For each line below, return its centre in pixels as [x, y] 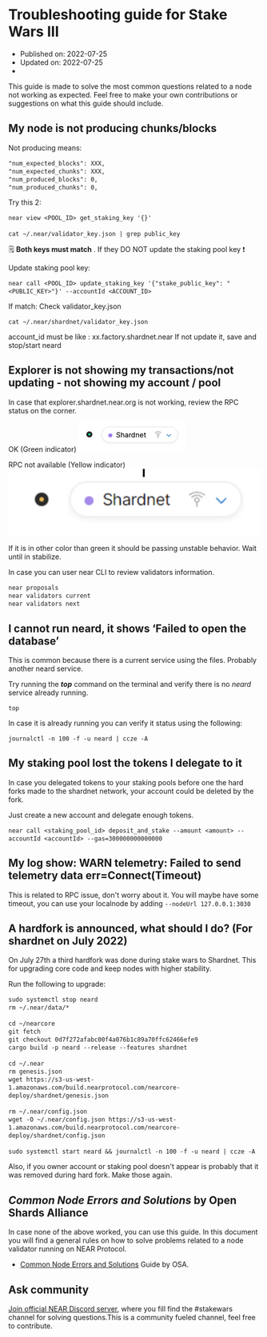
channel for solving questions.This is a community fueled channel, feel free [132, 1318]
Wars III [34, 32]
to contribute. [31, 1326]
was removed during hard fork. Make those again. [90, 1175]
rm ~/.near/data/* [39, 1008]
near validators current [50, 596]
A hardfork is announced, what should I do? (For [131, 929]
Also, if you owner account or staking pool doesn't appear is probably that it [133, 1167]
